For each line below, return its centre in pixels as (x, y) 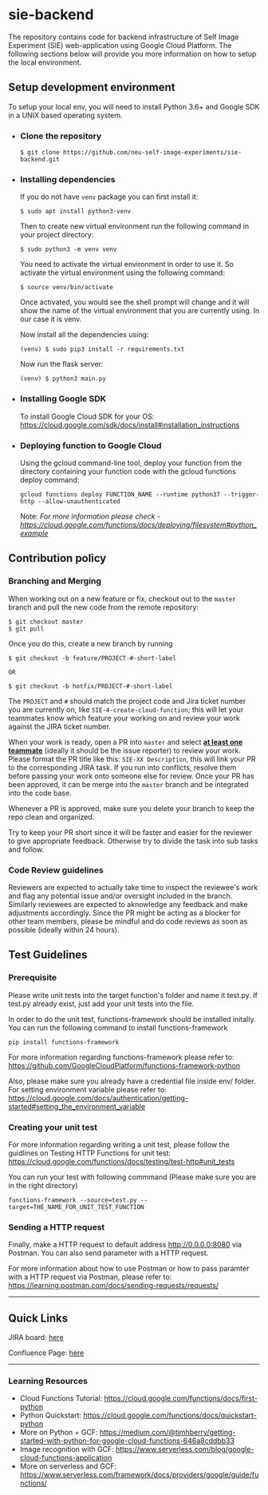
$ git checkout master (46, 622)
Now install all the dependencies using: (84, 335)
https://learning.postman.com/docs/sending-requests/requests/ (114, 1286)
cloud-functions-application (66, 1458)
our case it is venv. (51, 319)
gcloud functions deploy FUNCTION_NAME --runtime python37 (120, 494)
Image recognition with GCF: (67, 1449)
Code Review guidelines (56, 870)
